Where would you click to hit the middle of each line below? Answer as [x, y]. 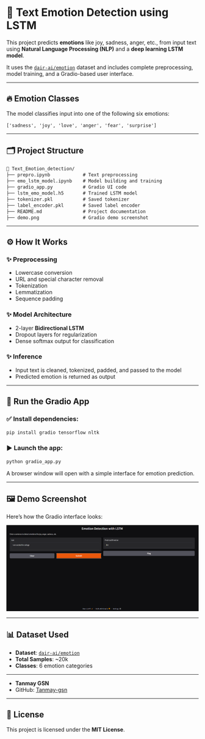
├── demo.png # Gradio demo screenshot [77, 217]
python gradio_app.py [34, 461]
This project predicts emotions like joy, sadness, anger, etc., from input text [101, 42]
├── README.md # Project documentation [76, 211]
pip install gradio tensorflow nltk [53, 433]
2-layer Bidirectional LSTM [49, 328]
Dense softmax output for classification [65, 341]
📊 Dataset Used [38, 635]
